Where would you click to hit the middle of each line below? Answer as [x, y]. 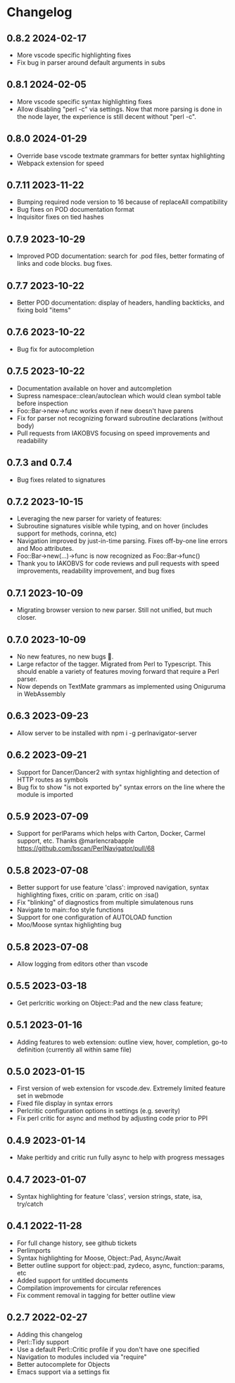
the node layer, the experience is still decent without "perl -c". [106, 116]
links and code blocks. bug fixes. [64, 264]
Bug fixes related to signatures [61, 480]
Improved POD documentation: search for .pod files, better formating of [120, 256]
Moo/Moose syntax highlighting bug [69, 925]
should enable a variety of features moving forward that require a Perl [118, 671]
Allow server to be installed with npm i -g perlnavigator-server [107, 733]
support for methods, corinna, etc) [67, 534]
